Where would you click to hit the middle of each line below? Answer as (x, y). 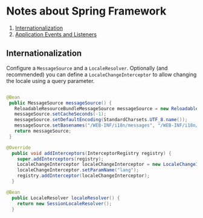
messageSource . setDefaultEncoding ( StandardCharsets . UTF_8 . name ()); (101, 120)
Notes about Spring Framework (86, 11)
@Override (19, 147)
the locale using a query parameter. (50, 81)
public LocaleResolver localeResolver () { (66, 198)
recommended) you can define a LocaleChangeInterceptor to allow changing (101, 74)
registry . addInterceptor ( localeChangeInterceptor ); (83, 176)
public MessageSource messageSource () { (60, 103)
